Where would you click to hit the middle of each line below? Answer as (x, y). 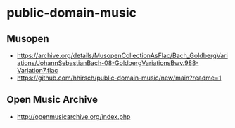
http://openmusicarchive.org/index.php (74, 116)
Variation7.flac (37, 70)
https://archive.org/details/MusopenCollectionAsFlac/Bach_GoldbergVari (122, 55)
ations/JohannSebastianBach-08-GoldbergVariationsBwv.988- (108, 63)
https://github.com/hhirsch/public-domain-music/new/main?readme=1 (119, 78)
